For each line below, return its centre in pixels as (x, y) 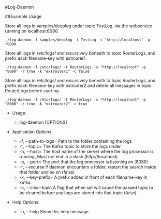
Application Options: (32, 132)
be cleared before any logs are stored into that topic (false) (78, 193)
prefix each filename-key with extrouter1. (46, 58)
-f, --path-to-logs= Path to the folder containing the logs (75, 141)
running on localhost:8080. (32, 31)
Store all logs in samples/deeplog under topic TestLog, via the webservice (79, 26)
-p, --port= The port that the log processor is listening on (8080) (84, 162)
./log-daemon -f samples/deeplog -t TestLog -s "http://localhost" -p (78, 40)
